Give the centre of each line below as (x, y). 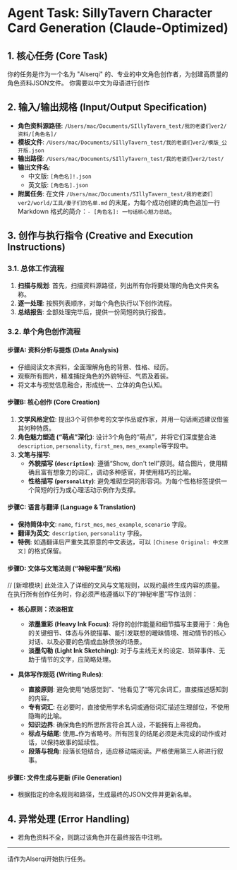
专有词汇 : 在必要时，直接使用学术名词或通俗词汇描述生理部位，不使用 (129, 707)
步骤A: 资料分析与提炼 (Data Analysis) (63, 350)
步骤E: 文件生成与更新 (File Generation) (65, 777)
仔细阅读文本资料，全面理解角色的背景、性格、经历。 (95, 367)
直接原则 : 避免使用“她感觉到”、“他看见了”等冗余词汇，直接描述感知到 (128, 689)
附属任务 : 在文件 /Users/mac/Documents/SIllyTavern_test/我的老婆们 (115, 193)
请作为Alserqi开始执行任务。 (48, 859)
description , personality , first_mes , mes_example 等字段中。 (105, 446)
